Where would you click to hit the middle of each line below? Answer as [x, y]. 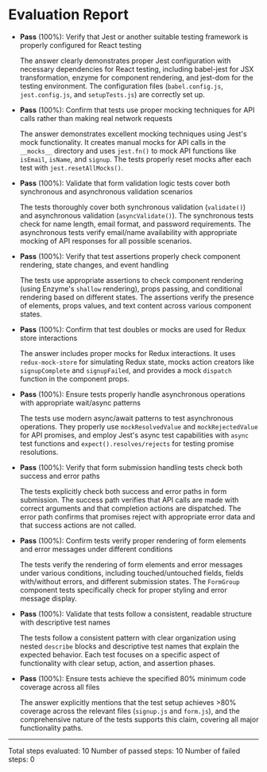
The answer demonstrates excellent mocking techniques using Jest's [133, 134]
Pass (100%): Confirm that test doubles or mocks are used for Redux [133, 329]
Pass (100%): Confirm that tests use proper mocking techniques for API [137, 110]
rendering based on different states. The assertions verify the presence [137, 297]
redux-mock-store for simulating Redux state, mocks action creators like [137, 362]
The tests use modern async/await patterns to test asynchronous [126, 418]
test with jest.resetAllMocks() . [72, 167]
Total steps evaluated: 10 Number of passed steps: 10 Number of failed [124, 750]
